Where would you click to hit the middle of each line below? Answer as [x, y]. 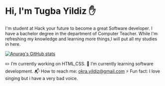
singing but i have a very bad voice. [41, 78]
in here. [13, 44]
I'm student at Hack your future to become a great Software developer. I [79, 28]
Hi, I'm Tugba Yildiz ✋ [50, 11]
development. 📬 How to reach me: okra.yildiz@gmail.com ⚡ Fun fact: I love [83, 71]
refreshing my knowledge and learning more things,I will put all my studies [81, 39]
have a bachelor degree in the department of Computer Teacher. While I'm [82, 33]
